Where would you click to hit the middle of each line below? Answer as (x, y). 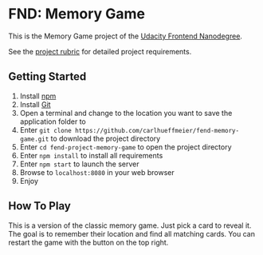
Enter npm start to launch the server (79, 164)
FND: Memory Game (77, 14)
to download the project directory (106, 138)
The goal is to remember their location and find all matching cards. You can (131, 233)
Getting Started (47, 77)
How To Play (40, 206)
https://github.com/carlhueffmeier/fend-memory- (157, 130)
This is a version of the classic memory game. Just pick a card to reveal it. (130, 225)
